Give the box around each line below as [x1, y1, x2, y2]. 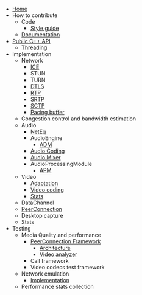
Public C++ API [12, 38, 51, 44]
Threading [21, 44, 48, 51]
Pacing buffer [30, 109, 65, 116]
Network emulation [21, 270, 69, 277]
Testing [12, 225, 32, 232]
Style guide [30, 24, 59, 32]
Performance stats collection [21, 283, 94, 290]
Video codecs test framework [30, 264, 105, 271]
